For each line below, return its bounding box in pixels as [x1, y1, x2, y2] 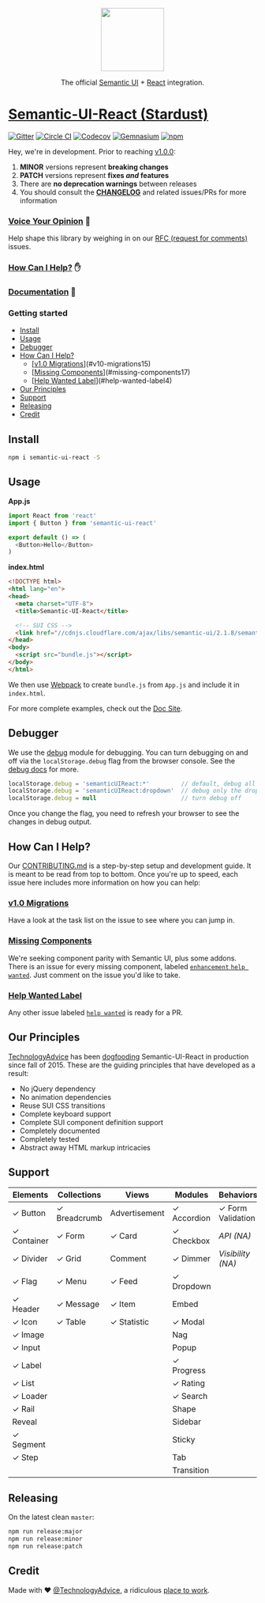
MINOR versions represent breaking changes [19, 162, 169, 172]
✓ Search [172, 1390, 208, 1401]
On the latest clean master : [8, 1512, 95, 1522]
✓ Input [12, 1342, 41, 1353]
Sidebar [172, 1416, 201, 1427]
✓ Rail [12, 1403, 35, 1414]
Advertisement [110, 1207, 165, 1218]
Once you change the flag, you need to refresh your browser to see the [8, 809, 240, 818]
